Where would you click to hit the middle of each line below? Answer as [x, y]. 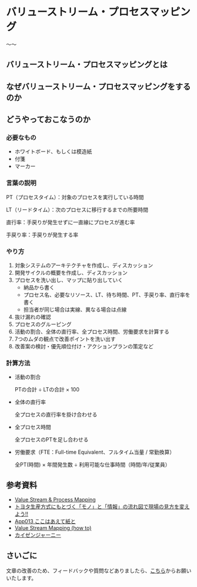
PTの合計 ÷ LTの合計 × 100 [47, 390]
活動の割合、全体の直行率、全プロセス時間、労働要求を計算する [92, 332]
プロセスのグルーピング [43, 324]
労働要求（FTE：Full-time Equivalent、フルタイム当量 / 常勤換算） [95, 452]
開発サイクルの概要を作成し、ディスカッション [71, 273]
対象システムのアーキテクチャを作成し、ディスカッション [84, 265]
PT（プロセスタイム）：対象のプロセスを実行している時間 [75, 197]
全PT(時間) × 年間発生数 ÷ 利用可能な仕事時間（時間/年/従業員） [92, 465]
